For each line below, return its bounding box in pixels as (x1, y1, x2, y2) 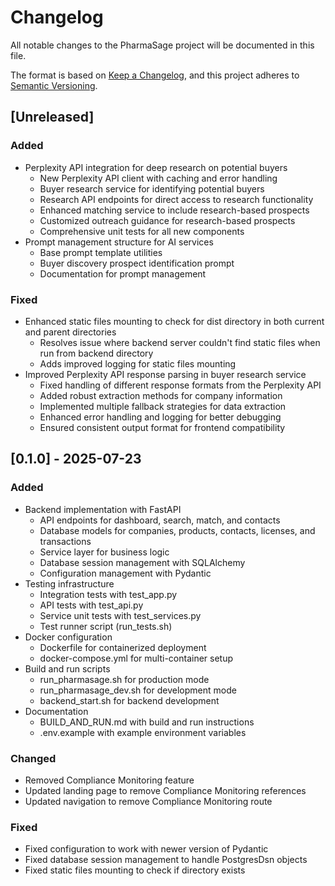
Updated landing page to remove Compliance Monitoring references (24, 784, 307, 796)
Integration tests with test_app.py (39, 588, 178, 600)
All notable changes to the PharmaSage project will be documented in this (10, 39, 315, 51)
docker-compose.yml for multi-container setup (39, 652, 234, 664)
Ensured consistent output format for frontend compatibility (39, 421, 286, 433)
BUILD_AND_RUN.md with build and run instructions (39, 716, 255, 728)
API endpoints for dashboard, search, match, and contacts (39, 514, 281, 526)
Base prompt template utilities (39, 246, 163, 258)
